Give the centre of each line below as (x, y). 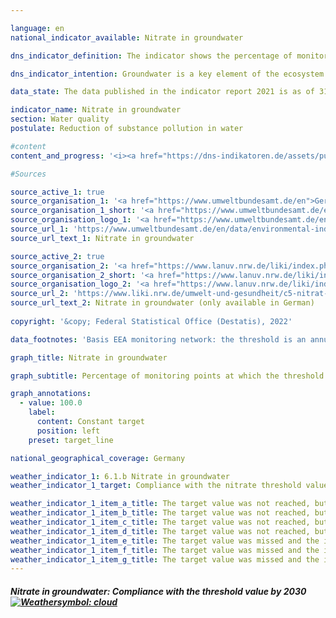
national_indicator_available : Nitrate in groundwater (127, 37)
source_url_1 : (40, 229)
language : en (37, 28)
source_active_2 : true (57, 256)
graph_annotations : (51, 394)
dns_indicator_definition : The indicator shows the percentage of (151, 56)
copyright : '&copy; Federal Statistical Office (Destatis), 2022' (151, 321)
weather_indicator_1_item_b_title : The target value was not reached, (160, 513)
